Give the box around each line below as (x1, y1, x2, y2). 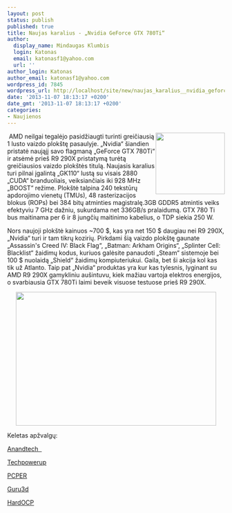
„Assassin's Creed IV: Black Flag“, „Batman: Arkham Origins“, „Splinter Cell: (7, 241, 221, 249)
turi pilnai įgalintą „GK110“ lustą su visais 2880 (7, 169, 138, 177)
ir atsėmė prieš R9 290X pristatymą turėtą (7, 154, 126, 163)
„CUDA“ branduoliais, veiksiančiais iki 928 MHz (7, 176, 141, 184)
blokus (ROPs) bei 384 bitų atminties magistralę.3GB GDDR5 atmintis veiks (7, 198, 220, 206)
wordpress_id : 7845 (7, 81, 64, 88)
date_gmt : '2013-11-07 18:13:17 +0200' (7, 100, 122, 107)
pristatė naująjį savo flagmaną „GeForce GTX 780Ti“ (7, 147, 155, 155)
